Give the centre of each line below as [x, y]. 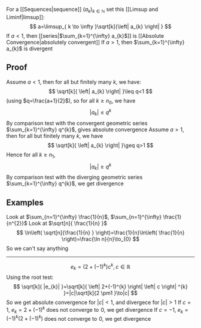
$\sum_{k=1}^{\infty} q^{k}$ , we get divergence [65, 183]
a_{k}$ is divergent [29, 49]
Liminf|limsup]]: [25, 17]
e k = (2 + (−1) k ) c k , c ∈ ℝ [100, 267]
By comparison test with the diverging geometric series [74, 177]
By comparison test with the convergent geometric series [77, 123]
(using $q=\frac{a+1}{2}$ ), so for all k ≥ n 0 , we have [71, 101]
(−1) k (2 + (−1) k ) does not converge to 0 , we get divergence [79, 318]
